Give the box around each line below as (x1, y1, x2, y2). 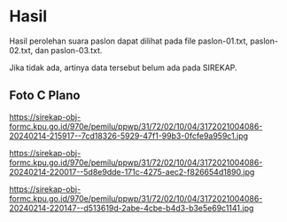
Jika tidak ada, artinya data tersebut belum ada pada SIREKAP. (9, 62, 237, 73)
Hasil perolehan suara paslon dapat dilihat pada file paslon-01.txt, (9, 36, 249, 46)
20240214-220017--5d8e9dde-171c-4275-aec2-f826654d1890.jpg (9, 166, 255, 177)
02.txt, (9, 44, 34, 55)
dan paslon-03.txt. (35, 44, 103, 55)
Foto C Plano (9, 88, 81, 103)
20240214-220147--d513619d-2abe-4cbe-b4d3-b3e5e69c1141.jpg (9, 202, 254, 213)
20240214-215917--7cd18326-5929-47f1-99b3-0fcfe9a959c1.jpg (9, 131, 249, 141)
